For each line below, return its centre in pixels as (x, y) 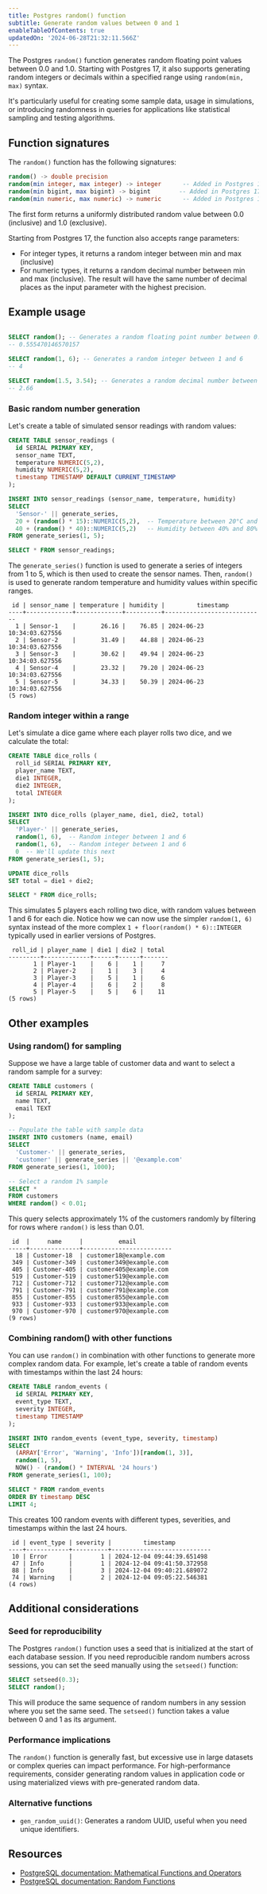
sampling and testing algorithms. (62, 118)
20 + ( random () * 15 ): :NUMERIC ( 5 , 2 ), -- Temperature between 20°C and (137, 521)
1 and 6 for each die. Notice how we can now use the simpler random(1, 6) (130, 919)
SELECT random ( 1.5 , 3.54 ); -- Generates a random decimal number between (133, 381)
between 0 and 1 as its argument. (62, 1720)
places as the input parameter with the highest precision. (113, 287)
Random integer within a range (69, 716)
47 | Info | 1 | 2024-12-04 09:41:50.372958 (110, 1563)
